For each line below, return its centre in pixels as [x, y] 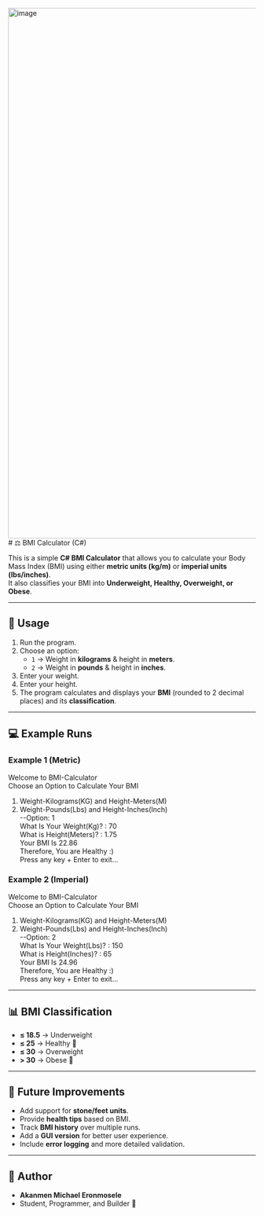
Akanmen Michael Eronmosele [70, 1196]
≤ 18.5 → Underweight [56, 1034]
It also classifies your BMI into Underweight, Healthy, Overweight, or [121, 583]
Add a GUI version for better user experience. [94, 1136]
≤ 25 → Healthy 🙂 [48, 1043]
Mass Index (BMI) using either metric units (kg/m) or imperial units [118, 566]
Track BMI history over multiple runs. [80, 1127]
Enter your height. [49, 684]
